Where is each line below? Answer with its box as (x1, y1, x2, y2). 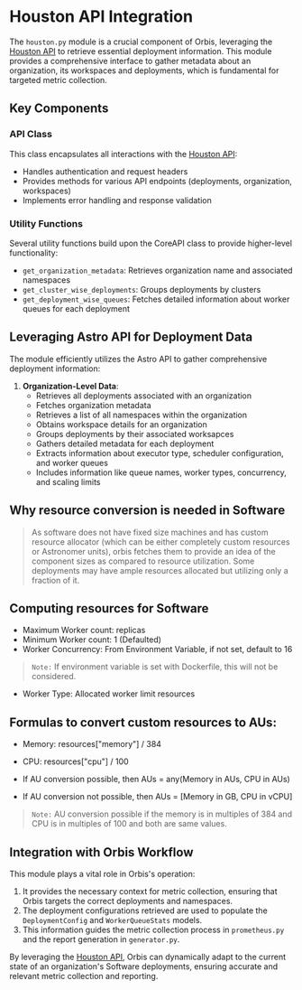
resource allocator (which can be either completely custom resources (31, 536, 290, 547)
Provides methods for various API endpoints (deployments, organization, (22, 175, 293, 186)
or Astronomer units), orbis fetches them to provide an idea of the (31, 546, 277, 556)
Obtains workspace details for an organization (35, 418, 207, 430)
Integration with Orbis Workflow (9, 845, 194, 860)
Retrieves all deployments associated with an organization (35, 390, 252, 401)
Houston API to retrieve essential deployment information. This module (9, 45, 272, 56)
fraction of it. (31, 574, 80, 585)
